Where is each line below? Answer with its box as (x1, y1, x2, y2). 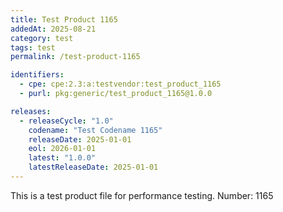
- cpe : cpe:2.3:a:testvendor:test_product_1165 (19, 79, 222, 90)
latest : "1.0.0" (28, 153, 97, 163)
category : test (10, 33, 74, 43)
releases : (10, 106, 52, 116)
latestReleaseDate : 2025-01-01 (28, 162, 159, 173)
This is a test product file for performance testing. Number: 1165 (10, 189, 274, 201)
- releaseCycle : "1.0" (19, 116, 114, 126)
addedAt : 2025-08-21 (10, 24, 97, 34)
